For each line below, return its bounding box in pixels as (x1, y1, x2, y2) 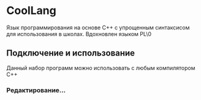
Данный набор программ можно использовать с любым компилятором (6, 64, 195, 71)
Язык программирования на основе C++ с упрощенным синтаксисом (6, 24, 190, 31)
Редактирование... (6, 86, 66, 95)
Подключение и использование (6, 48, 135, 59)
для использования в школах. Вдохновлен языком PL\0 (6, 30, 152, 37)
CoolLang (6, 4, 56, 18)
